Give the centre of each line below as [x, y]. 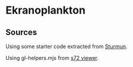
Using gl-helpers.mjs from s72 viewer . [52, 58]
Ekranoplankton [45, 10]
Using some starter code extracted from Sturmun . [67, 46]
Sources [21, 32]
